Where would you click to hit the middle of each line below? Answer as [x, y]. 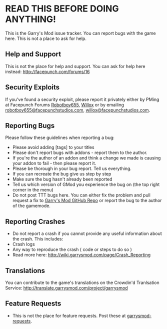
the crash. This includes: [38, 239]
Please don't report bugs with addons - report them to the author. [80, 152]
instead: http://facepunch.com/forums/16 [47, 71]
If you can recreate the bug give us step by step [62, 174]
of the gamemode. [31, 206]
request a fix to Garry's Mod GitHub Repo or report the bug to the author [87, 200]
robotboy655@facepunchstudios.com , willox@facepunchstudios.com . [78, 110]
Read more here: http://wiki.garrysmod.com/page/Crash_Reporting [81, 255]
